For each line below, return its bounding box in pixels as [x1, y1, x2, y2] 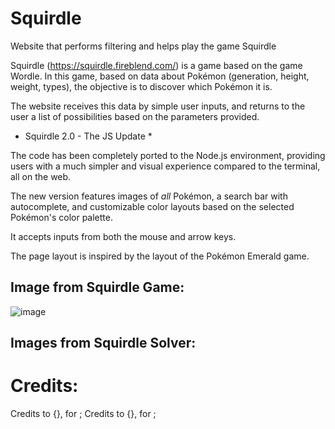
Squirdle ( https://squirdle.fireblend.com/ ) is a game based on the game [10, 59, 303, 71]
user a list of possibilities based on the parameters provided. [10, 110, 260, 122]
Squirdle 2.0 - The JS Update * [24, 130, 153, 142]
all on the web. [10, 170, 72, 182]
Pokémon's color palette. [10, 211, 113, 223]
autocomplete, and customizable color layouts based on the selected [10, 200, 295, 212]
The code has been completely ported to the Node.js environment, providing [10, 149, 326, 161]
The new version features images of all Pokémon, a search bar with [10, 190, 288, 202]
